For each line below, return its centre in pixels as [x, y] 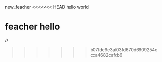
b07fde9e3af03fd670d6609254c [124, 50]
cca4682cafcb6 [106, 55]
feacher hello [33, 27]
